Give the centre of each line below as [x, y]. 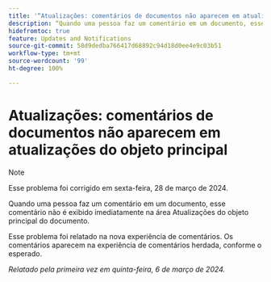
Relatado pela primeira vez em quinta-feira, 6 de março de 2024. [117, 269]
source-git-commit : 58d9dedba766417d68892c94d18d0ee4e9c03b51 [115, 46]
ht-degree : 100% [35, 69]
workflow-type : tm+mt [45, 53]
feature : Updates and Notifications [70, 38]
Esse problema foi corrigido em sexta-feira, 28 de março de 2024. [118, 187]
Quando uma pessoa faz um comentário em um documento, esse [117, 204]
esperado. [25, 253]
